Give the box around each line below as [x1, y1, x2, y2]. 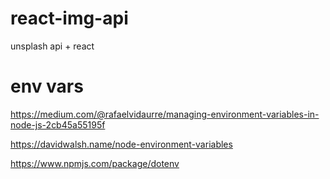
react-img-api [10, 7, 129, 30]
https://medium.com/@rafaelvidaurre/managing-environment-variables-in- [10, 108, 320, 120]
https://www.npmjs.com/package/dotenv [10, 157, 180, 169]
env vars [10, 75, 84, 98]
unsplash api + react [10, 40, 95, 52]
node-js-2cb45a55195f [10, 118, 106, 131]
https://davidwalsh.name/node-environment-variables [10, 138, 233, 150]
